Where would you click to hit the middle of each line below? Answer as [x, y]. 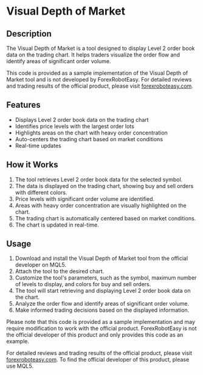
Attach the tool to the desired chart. [60, 272]
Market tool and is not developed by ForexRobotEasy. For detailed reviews [99, 79]
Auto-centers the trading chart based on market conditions [89, 139]
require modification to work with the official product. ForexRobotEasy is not [101, 328]
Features [23, 105]
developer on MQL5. [41, 265]
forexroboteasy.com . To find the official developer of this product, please [98, 360]
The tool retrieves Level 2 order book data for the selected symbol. [99, 179]
